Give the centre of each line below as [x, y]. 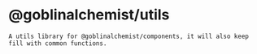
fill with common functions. [58, 43]
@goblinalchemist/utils [89, 15]
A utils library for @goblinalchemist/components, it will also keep [129, 36]
